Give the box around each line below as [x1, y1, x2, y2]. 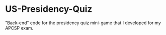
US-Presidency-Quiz [5, 3, 93, 15]
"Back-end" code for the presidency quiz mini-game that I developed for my [5, 20, 161, 26]
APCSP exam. [5, 25, 34, 31]
